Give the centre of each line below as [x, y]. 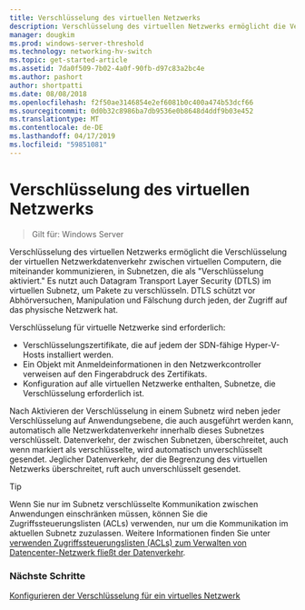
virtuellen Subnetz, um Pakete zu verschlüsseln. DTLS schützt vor [133, 290]
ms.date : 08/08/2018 [49, 94]
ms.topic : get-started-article [69, 60]
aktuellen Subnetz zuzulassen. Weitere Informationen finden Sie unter [140, 533]
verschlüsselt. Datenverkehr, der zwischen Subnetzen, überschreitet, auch [149, 440]
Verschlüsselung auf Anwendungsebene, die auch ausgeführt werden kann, [152, 420]
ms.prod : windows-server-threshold [77, 43]
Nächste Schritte [48, 575]
